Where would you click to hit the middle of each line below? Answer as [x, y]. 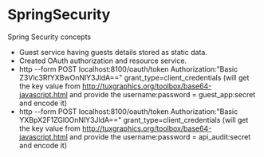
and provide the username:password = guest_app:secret [163, 94]
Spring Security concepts [49, 37]
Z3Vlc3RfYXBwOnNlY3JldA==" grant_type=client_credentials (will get [134, 77]
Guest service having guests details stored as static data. [113, 52]
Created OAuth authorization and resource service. [103, 61]
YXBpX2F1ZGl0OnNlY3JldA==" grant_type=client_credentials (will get [134, 120]
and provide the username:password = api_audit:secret [160, 136]
